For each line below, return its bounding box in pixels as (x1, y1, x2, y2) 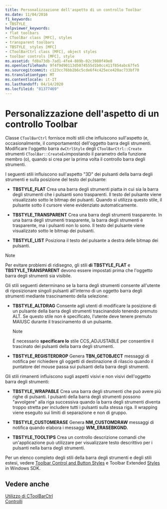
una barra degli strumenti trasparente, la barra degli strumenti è (12, 217, 143, 223)
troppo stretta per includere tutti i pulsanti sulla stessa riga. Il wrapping (12, 404, 158, 410)
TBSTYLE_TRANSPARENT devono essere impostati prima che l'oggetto (5, 267, 153, 273)
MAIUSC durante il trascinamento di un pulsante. (12, 318, 113, 325)
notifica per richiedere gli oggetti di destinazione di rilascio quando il (12, 358, 154, 364)
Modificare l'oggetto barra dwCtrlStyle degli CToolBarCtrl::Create (5, 145, 142, 151)
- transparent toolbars (5, 40, 55, 45)
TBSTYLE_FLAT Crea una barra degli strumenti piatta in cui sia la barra (12, 186, 159, 192)
